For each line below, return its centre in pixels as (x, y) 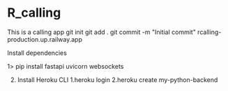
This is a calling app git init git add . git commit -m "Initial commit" (102, 32)
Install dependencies (37, 53)
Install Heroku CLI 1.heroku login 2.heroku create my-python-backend (117, 80)
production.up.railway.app (45, 39)
